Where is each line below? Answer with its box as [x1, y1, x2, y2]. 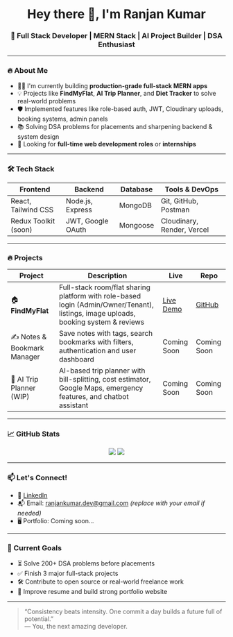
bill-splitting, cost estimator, [58, 375, 151, 384]
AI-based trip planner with [58, 366, 146, 375]
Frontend [19, 185, 51, 194]
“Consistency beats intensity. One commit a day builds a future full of [24, 607, 223, 616]
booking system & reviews [58, 317, 145, 327]
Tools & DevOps [164, 185, 218, 194]
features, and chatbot [58, 392, 130, 402]
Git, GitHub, [160, 196, 199, 206]
